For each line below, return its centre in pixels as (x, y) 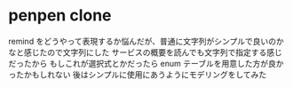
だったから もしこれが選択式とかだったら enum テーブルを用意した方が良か (146, 63)
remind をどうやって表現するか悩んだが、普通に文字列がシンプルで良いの (143, 41)
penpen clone (60, 16)
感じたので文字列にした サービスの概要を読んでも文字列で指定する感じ (153, 52)
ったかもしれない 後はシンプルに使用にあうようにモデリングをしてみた (138, 74)
